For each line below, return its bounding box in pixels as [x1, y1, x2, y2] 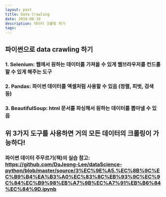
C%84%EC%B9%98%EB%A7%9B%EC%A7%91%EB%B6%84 [5, 179, 161, 186]
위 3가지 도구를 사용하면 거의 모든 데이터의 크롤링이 [5, 129, 152, 137]
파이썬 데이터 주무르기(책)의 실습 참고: [5, 154, 90, 161]
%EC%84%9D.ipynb [5, 186, 57, 193]
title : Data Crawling [5, 12, 50, 17]
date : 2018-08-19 [5, 16, 41, 21]
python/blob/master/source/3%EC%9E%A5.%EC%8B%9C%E [5, 167, 160, 174]
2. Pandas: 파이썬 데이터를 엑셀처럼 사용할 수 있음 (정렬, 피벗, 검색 [5, 83, 154, 90]
